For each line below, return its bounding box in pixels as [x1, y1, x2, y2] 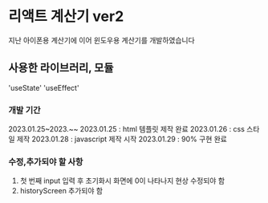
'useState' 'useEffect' [8, 83, 79, 92]
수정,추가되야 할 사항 [8, 156, 83, 167]
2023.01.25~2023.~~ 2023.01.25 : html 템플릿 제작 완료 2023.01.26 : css [8, 124, 245, 134]
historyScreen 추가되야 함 [19, 186, 103, 196]
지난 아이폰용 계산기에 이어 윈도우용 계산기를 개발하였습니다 [8, 35, 195, 45]
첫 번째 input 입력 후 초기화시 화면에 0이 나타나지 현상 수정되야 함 [19, 176, 225, 185]
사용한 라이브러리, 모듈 [8, 61, 114, 75]
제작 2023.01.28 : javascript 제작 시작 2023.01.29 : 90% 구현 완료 [16, 134, 227, 144]
